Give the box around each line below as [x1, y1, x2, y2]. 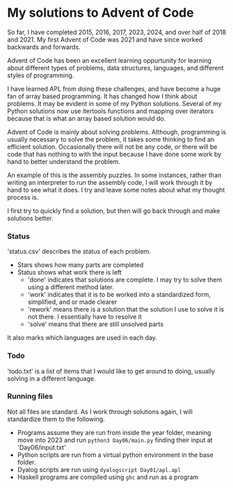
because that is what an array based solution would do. [7, 114, 166, 123]
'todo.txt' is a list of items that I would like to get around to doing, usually [7, 367, 216, 375]
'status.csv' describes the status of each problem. [7, 247, 152, 256]
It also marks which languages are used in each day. [7, 333, 158, 342]
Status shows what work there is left [17, 268, 122, 277]
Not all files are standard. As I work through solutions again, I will [7, 407, 193, 415]
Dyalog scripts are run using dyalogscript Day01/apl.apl [17, 465, 182, 473]
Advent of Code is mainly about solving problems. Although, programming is [7, 128, 226, 136]
